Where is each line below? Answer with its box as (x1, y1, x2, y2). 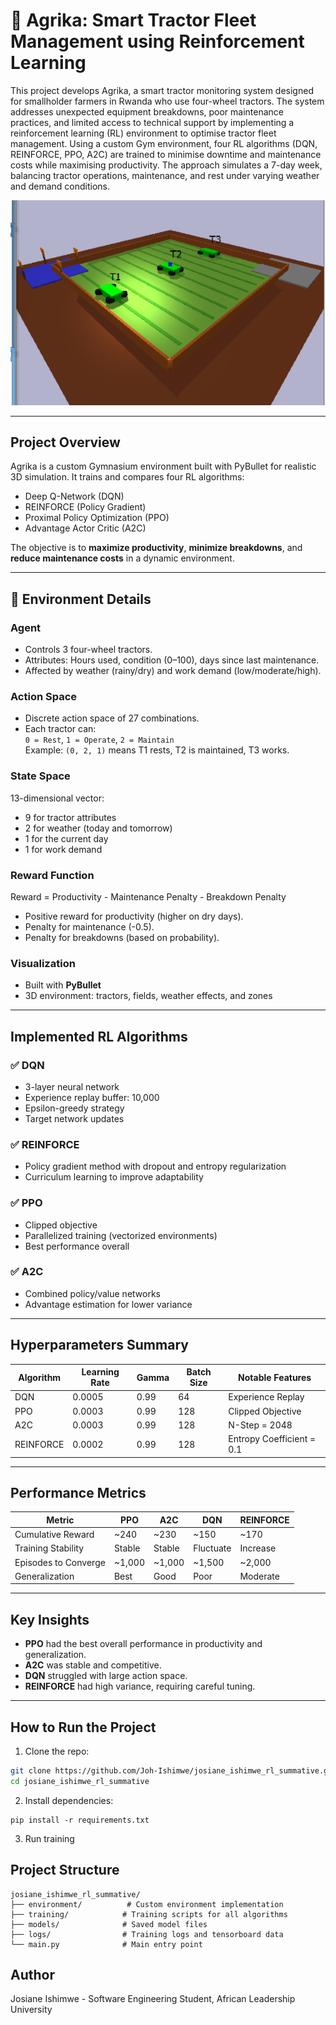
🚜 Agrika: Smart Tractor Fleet (10, 9, 257, 32)
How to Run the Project (10, 1719, 157, 1736)
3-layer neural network (24, 1080, 120, 1093)
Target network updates (24, 1112, 125, 1124)
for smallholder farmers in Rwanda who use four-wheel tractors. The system (10, 95, 325, 107)
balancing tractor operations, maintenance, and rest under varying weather (10, 169, 320, 181)
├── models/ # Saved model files (10, 1919, 208, 1929)
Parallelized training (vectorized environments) (24, 1229, 218, 1241)
